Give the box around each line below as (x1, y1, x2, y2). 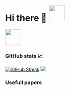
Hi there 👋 (5, 13, 47, 24)
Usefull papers (5, 79, 42, 86)
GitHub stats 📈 (5, 52, 43, 59)
